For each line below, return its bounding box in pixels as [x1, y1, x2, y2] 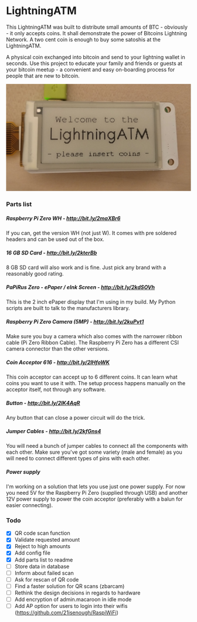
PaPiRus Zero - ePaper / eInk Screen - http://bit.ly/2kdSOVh [6, 283, 155, 291]
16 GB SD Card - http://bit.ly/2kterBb [6, 249, 97, 256]
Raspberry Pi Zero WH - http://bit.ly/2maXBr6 [6, 215, 121, 222]
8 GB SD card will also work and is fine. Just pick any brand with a [6, 264, 166, 271]
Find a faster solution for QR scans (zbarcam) [14, 582, 125, 590]
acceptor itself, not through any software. [6, 386, 106, 393]
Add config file [14, 549, 51, 556]
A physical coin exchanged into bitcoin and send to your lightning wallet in [6, 53, 186, 60]
